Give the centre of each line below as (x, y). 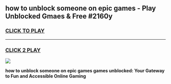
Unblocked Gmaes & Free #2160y (59, 17)
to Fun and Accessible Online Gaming (46, 76)
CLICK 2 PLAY (23, 50)
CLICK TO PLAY (25, 31)
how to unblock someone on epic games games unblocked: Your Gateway (85, 70)
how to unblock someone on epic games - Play (81, 8)
